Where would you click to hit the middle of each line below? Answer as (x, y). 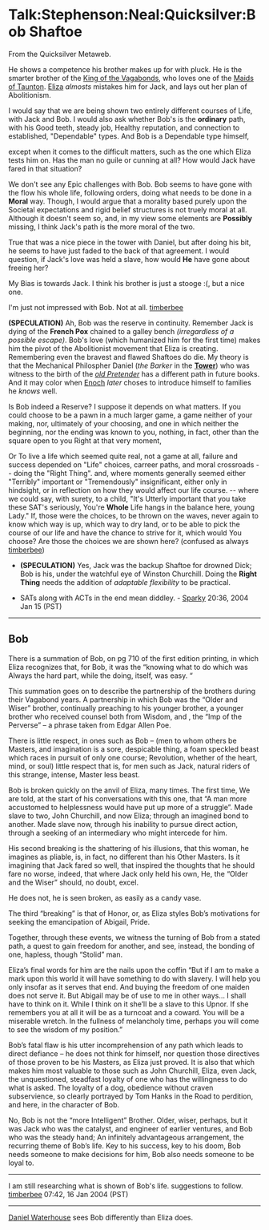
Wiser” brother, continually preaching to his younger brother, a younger (126, 708)
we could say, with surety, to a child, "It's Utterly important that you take (127, 498)
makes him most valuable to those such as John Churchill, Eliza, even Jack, (133, 1071)
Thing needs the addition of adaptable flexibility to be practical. (125, 582)
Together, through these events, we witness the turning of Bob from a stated (134, 937)
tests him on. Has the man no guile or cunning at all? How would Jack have (132, 160)
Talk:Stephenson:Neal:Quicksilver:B (132, 15)
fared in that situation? (45, 168)
